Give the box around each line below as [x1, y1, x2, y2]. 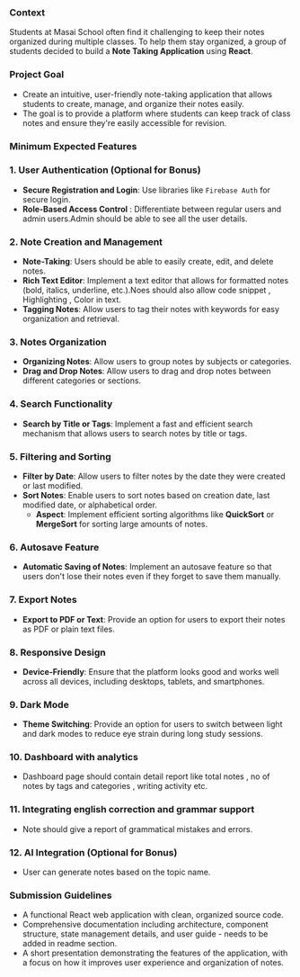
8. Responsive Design [9, 646, 106, 659]
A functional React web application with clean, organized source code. [22, 910, 285, 920]
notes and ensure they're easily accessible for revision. [22, 117, 227, 128]
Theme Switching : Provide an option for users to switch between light [22, 719, 283, 730]
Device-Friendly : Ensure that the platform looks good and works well [22, 666, 279, 677]
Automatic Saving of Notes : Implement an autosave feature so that [22, 561, 272, 572]
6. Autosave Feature [9, 541, 100, 553]
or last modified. [22, 480, 84, 491]
